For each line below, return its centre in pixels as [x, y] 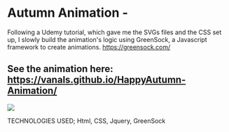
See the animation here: [60, 69]
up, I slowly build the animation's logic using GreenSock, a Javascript [107, 39]
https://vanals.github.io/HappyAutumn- [97, 80]
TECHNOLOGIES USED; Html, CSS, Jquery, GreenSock [86, 121]
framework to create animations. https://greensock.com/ [89, 47]
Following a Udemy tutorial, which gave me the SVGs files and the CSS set [114, 32]
